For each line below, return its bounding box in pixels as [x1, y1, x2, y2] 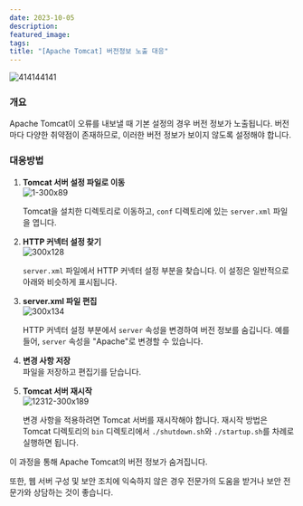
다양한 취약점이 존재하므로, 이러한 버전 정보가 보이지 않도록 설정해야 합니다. [25, 129, 292, 140]
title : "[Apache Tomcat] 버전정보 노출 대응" [9, 47, 169, 56]
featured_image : [9, 30, 71, 39]
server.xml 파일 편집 [22, 295, 98, 306]
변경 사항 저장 [22, 355, 71, 366]
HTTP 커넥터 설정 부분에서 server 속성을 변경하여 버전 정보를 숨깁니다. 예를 [22, 324, 290, 335]
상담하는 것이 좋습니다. [33, 486, 114, 498]
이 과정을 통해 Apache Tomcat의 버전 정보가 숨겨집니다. [9, 456, 208, 467]
